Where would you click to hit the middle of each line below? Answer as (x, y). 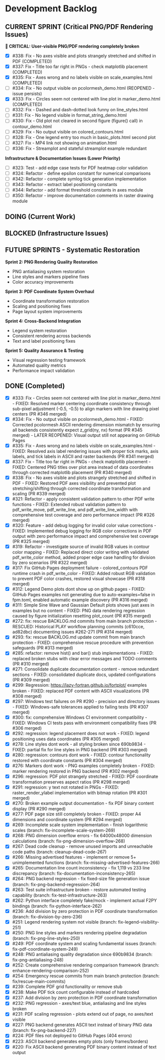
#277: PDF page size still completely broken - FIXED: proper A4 (77, 814)
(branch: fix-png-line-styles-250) (46, 938)
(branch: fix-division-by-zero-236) (47, 917)
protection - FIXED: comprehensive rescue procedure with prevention (83, 642)
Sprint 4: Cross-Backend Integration (43, 321)
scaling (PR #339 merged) (39, 493)
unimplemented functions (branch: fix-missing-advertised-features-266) (86, 863)
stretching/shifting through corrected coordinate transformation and (81, 488)
